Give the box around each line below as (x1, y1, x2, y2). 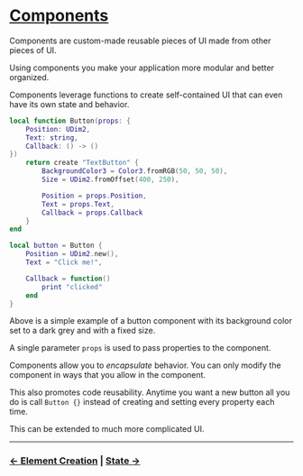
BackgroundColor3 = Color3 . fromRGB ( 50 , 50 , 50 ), (41, 167, 228, 176)
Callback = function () (25, 274, 111, 283)
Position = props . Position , (41, 191, 147, 200)
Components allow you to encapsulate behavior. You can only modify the (9, 360, 281, 371)
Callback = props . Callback (41, 208, 143, 217)
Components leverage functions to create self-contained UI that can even (9, 89, 283, 100)
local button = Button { (9, 241, 103, 251)
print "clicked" (41, 282, 103, 291)
